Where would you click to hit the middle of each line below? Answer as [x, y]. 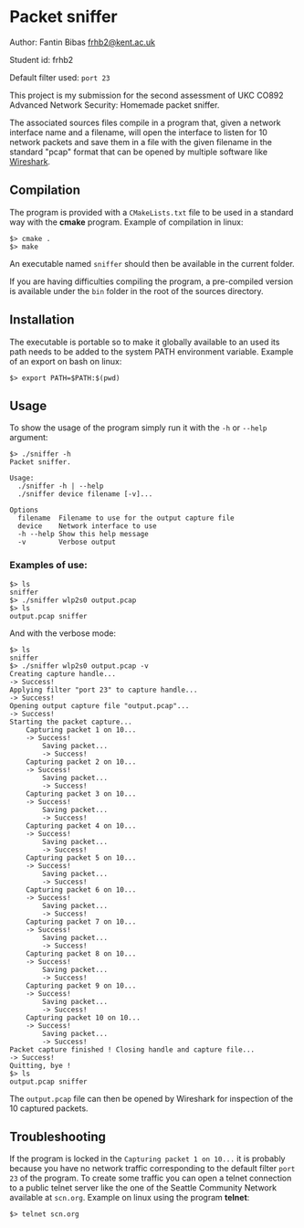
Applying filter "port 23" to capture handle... [104, 690]
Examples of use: [49, 566]
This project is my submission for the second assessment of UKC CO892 [147, 95]
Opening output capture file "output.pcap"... [100, 705]
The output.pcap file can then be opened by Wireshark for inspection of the [152, 1098]
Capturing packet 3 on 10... [81, 794]
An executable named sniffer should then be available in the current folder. [152, 263]
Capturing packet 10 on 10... [84, 1017]
